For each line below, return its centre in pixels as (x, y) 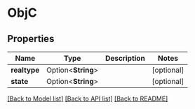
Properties (31, 39)
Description (125, 58)
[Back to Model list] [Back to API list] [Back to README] (88, 99)
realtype (25, 70)
